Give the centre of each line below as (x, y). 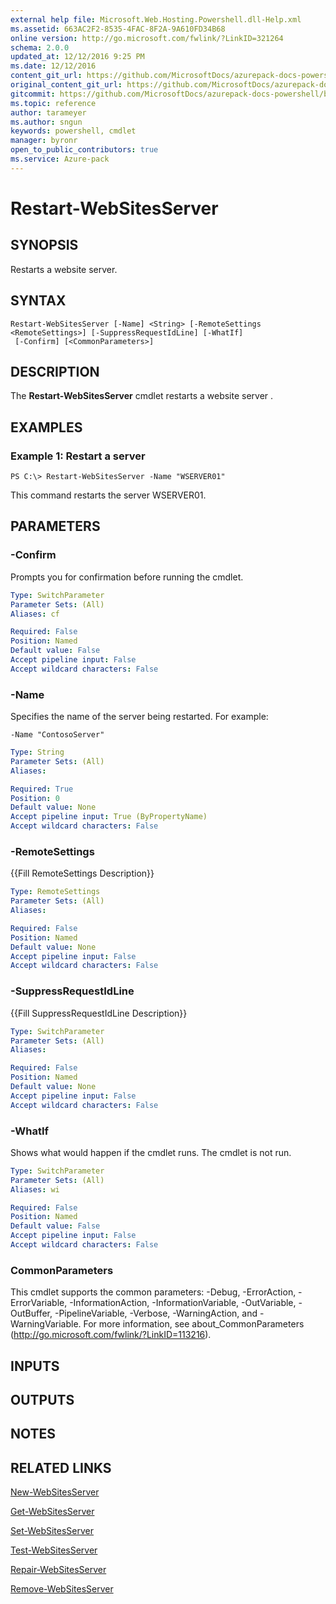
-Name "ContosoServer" (57, 735)
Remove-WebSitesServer (62, 1589)
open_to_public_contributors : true (84, 150)
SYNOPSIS (44, 245)
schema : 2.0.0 (40, 47)
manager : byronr (44, 141)
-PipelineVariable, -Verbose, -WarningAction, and (156, 1313)
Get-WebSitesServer (52, 1512)
